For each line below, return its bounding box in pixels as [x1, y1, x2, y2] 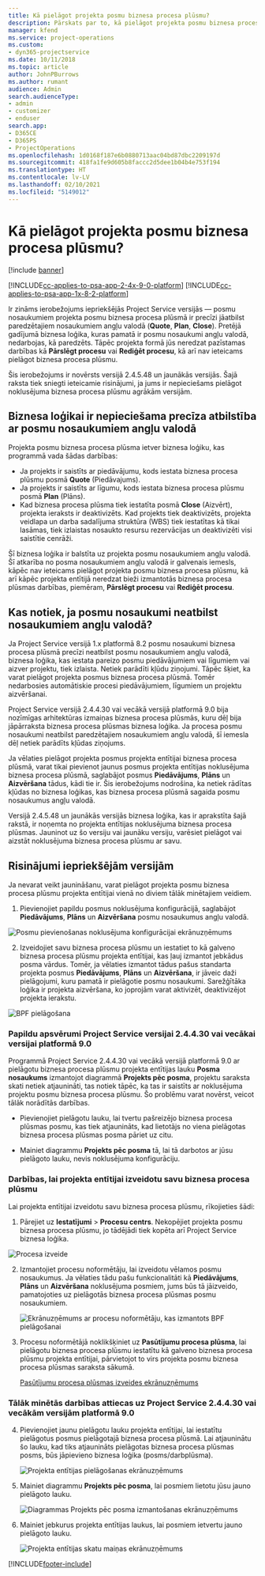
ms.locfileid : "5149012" [8, 187, 90, 196]
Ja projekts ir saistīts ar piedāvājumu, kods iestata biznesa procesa [19, 467, 238, 476]
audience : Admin [8, 85, 62, 93]
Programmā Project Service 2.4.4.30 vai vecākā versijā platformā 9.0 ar [8, 1056, 241, 1066]
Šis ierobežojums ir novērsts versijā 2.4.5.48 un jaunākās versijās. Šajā [8, 369, 238, 380]
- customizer [8, 108, 51, 115]
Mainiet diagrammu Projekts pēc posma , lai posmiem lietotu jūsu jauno [19, 1480, 251, 1491]
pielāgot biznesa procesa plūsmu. [8, 354, 118, 364]
